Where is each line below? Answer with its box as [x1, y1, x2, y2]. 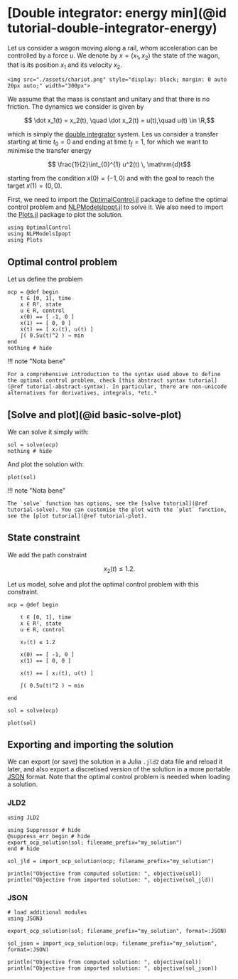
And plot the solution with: [7, 460, 85, 469]
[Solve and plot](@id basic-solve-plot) [7, 409, 182, 421]
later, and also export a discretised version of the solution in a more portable [7, 765, 231, 774]
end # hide [7, 845, 40, 852]
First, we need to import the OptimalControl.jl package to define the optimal [7, 196, 229, 204]
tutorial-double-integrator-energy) [7, 20, 218, 36]
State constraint [7, 532, 80, 544]
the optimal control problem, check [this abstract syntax [7, 377, 186, 385]
